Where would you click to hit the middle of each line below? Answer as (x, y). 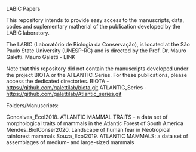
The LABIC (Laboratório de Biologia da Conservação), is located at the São (98, 44)
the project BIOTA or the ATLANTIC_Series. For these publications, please (97, 75)
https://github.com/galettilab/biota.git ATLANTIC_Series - (77, 88)
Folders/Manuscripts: (32, 106)
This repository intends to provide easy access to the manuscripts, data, (95, 20)
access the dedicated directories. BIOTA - (58, 81)
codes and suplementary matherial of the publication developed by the (94, 27)
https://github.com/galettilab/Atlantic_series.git (64, 94)
